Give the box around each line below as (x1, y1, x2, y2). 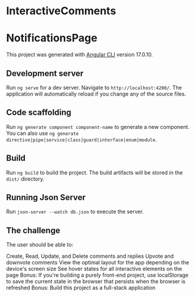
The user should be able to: (6, 241, 74, 248)
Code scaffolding (6, 108, 71, 118)
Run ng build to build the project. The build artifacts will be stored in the (6, 169, 183, 176)
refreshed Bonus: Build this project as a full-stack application (6, 284, 156, 292)
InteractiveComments (6, 4, 117, 18)
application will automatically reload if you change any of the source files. (6, 90, 186, 97)
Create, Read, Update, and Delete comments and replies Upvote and (6, 252, 174, 260)
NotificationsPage (6, 31, 97, 45)
